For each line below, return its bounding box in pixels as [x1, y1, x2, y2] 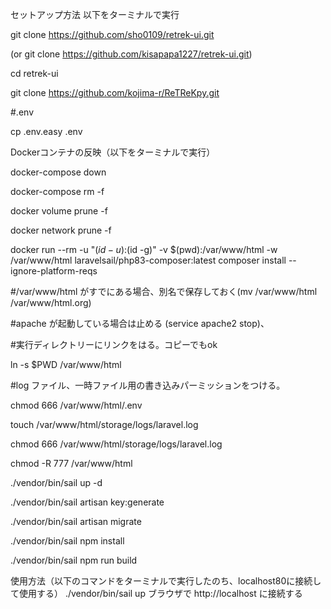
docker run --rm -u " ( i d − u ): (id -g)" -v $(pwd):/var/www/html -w [10, 244, 278, 255]
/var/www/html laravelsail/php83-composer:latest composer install [10, 254, 287, 266]
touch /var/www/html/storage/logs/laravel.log [10, 419, 199, 430]
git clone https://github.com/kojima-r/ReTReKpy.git [10, 87, 220, 98]
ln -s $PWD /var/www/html [10, 359, 122, 370]
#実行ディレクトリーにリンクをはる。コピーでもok [10, 339, 218, 350]
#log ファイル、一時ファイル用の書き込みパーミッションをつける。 [10, 379, 286, 391]
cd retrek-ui [10, 68, 59, 79]
